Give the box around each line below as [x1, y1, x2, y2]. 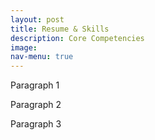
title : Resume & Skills [10, 24, 110, 34]
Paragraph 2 [10, 99, 62, 111]
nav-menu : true [10, 52, 74, 62]
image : [10, 42, 38, 53]
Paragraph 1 [10, 79, 60, 91]
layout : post [10, 14, 65, 25]
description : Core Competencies [10, 33, 145, 43]
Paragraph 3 [10, 118, 62, 130]
